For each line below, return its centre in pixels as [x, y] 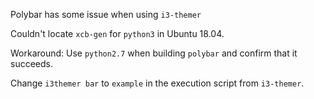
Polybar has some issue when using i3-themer [106, 14]
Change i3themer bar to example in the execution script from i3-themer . [157, 83]
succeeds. [31, 63]
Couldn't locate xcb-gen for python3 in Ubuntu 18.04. [117, 33]
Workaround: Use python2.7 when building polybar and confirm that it [154, 53]
